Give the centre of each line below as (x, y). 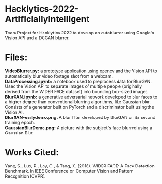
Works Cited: (32, 153)
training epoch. (20, 122)
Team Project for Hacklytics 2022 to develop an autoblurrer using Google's (80, 33)
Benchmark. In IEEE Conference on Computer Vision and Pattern (69, 171)
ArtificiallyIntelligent (47, 19)
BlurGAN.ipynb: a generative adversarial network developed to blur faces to (81, 97)
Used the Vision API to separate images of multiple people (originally (74, 86)
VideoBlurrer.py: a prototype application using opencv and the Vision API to (81, 71)
